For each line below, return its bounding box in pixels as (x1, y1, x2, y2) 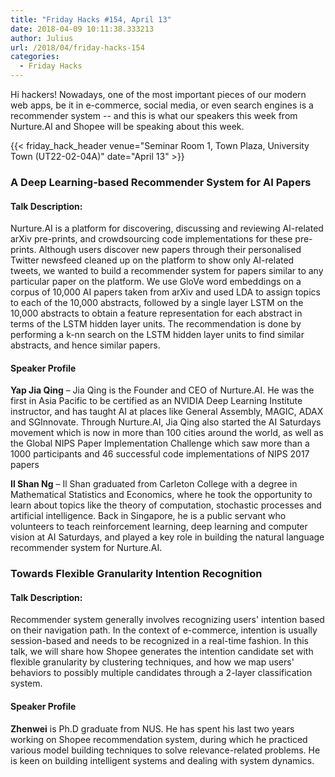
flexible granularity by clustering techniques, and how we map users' (10, 656, 295, 668)
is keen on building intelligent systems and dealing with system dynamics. (10, 754, 315, 766)
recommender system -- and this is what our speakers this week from (10, 110, 298, 121)
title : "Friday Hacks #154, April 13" (10, 14, 172, 25)
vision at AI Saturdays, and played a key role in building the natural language (10, 531, 325, 543)
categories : (10, 52, 60, 62)
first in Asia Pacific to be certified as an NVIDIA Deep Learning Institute (10, 395, 303, 407)
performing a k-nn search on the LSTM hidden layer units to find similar (10, 329, 305, 341)
